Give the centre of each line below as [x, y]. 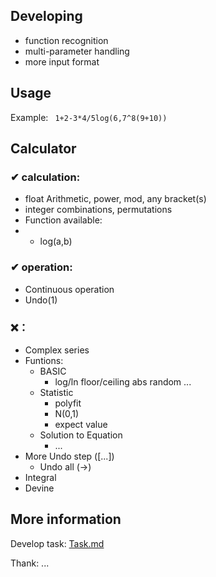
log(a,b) [56, 241]
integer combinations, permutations [98, 210]
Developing [46, 16]
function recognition [66, 40]
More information [66, 519]
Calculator [43, 149]
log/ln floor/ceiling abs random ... [123, 381]
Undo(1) [41, 300]
